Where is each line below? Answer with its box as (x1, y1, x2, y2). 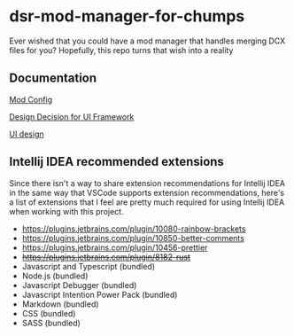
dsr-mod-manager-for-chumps (9, 6, 245, 27)
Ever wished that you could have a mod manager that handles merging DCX (9, 35, 286, 46)
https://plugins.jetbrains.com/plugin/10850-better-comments (21, 232, 245, 243)
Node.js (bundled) (21, 270, 89, 281)
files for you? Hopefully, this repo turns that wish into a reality (9, 44, 234, 55)
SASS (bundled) (21, 317, 81, 328)
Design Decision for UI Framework (9, 111, 135, 121)
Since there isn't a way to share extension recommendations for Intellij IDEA (9, 177, 286, 188)
